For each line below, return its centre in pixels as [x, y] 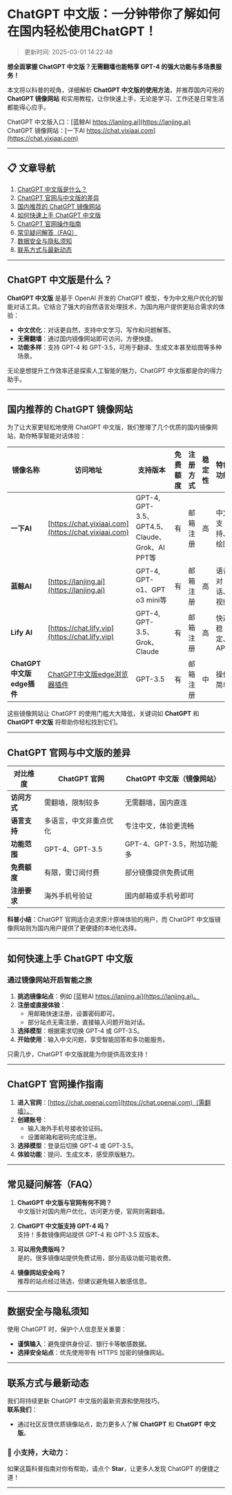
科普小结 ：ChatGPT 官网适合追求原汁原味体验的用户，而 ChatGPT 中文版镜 [114, 920]
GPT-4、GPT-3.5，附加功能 [171, 844]
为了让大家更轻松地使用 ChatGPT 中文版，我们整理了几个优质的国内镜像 [109, 427]
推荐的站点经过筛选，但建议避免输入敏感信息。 [84, 1281]
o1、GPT [151, 590]
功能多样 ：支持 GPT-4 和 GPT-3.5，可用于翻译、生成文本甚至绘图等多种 [119, 347]
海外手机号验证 [68, 896]
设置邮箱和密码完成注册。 [64, 1136]
